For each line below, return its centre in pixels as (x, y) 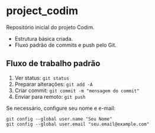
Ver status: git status (42, 77)
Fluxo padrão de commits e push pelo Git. (66, 45)
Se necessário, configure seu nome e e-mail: (61, 108)
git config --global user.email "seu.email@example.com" (78, 124)
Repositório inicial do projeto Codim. (50, 27)
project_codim (42, 11)
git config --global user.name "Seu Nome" (59, 119)
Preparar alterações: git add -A (54, 84)
